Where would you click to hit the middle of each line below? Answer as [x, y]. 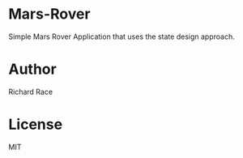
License [36, 124]
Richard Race [31, 92]
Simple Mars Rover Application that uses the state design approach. [122, 36]
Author [32, 69]
